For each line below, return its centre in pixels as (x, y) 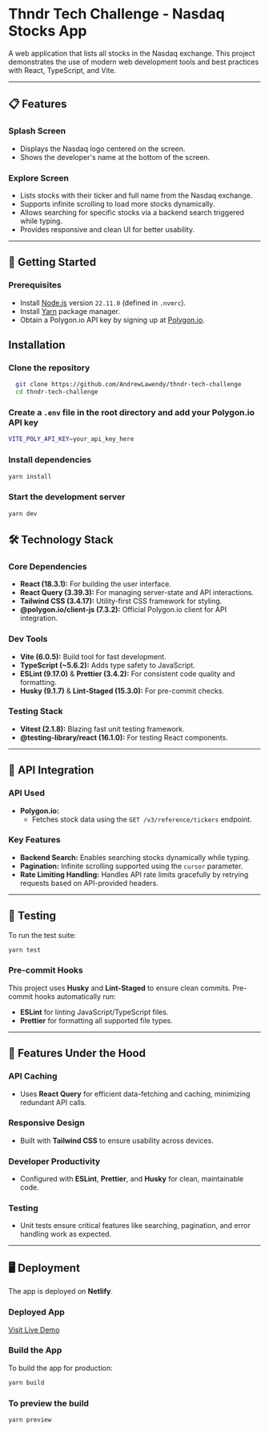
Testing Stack (36, 712)
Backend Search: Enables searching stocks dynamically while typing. (135, 857)
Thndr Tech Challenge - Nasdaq (117, 14)
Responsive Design (47, 1123)
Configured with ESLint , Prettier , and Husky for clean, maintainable (132, 1179)
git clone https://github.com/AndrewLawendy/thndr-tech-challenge (128, 385)
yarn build (26, 1382)
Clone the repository (49, 368)
